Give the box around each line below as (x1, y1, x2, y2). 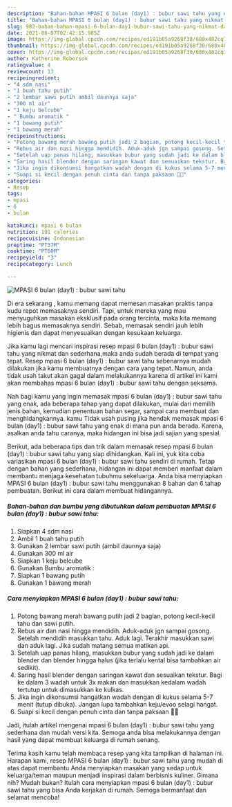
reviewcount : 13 (7, 68, 54, 75)
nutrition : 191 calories (7, 228, 79, 235)
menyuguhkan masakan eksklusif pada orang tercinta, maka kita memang (7, 314, 217, 322)
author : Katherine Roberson (7, 55, 88, 62)
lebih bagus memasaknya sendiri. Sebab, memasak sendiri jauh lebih (7, 321, 204, 329)
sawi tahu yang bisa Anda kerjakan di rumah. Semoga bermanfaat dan (7, 786, 207, 794)
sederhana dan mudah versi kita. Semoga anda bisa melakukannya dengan (7, 728, 221, 736)
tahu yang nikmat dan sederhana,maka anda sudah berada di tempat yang (7, 349, 219, 357)
